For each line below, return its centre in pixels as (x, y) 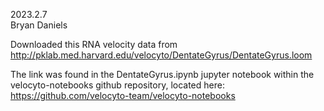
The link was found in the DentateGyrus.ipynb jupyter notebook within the (162, 74)
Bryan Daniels (39, 25)
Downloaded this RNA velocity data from (94, 44)
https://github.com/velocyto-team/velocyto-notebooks (123, 95)
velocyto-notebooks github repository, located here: (117, 85)
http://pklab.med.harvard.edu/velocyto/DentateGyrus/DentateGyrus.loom (161, 55)
